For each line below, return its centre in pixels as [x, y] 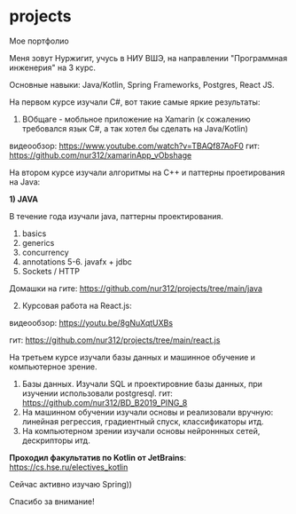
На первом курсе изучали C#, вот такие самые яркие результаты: [135, 102]
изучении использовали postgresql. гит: [97, 393]
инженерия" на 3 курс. [52, 67]
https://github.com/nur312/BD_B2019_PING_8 [105, 402]
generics [38, 242]
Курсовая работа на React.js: [77, 305]
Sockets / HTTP [51, 271]
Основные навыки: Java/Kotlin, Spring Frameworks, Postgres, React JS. [142, 84]
